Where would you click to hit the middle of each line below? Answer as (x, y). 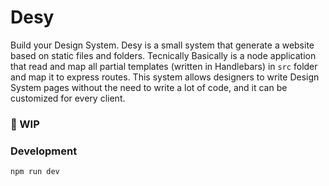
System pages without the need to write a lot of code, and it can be (149, 87)
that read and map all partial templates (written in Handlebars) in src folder (164, 66)
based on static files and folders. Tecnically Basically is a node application (163, 55)
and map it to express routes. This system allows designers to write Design (165, 77)
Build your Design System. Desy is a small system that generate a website (162, 45)
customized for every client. (68, 98)
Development (44, 151)
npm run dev (35, 172)
